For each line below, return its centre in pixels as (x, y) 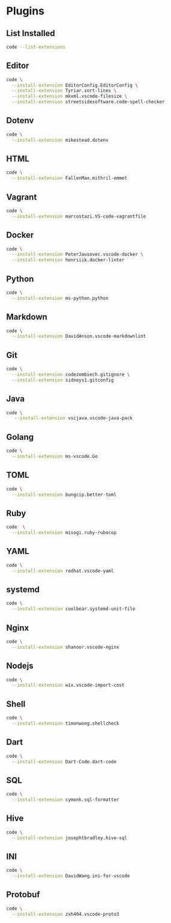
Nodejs (20, 666)
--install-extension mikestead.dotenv (60, 140)
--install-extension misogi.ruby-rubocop (64, 533)
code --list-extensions (36, 47)
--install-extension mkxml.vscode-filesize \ (70, 96)
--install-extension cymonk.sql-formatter (65, 800)
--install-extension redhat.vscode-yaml (63, 571)
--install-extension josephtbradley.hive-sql (70, 838)
